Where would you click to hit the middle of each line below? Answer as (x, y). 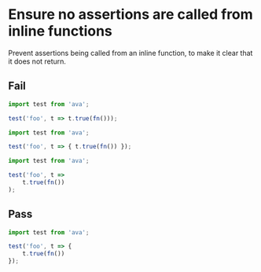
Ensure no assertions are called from (130, 15)
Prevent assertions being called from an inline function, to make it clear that (130, 53)
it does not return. (37, 61)
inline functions (60, 31)
